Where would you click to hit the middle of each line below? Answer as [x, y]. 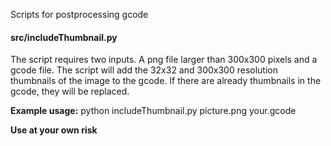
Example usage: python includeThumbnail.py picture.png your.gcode [153, 111]
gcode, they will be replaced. [70, 91]
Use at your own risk [54, 130]
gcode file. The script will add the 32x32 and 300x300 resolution [144, 70]
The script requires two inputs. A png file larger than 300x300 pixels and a [164, 60]
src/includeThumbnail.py [64, 37]
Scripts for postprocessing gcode [79, 14]
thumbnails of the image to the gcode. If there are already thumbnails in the [166, 81]
